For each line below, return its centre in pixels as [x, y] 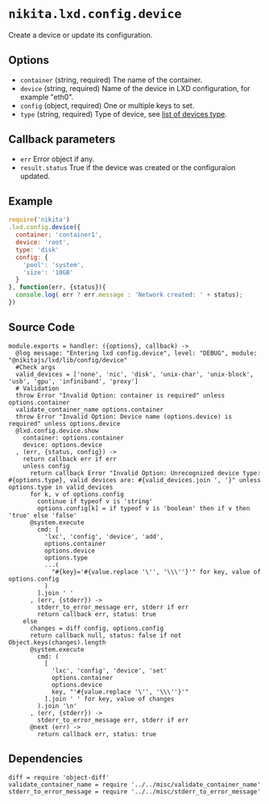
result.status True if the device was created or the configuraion [128, 167]
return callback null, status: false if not [106, 635]
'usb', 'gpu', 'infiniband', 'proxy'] [73, 381]
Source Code [41, 328]
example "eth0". [47, 97]
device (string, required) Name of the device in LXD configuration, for [135, 88]
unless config [46, 466]
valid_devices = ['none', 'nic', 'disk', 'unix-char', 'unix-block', [134, 374]
